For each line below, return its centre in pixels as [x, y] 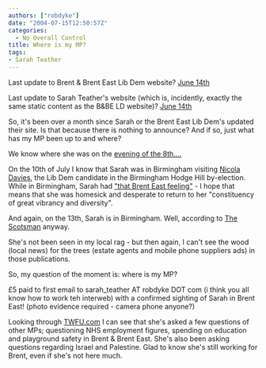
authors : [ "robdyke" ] [44, 15]
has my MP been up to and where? [65, 138]
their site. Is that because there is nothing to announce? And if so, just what [131, 130]
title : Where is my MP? [47, 45]
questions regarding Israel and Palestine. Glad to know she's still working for [133, 347]
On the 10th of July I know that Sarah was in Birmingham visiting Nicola [124, 169]
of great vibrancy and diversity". [61, 202]
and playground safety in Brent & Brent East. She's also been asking [119, 339]
